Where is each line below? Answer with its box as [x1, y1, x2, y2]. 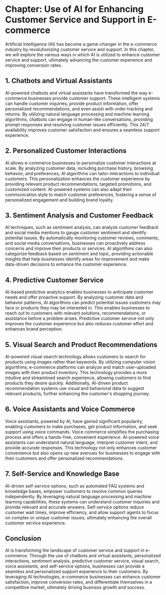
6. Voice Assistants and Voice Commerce [5, 405, 135, 413]
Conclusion [5, 534, 42, 543]
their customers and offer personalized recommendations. [5, 455, 124, 461]
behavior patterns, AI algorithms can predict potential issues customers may [5, 299, 161, 305]
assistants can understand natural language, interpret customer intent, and [5, 439, 158, 445]
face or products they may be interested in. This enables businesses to [5, 305, 150, 311]
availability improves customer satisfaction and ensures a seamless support [5, 127, 160, 133]
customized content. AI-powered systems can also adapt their [5, 186, 132, 192]
